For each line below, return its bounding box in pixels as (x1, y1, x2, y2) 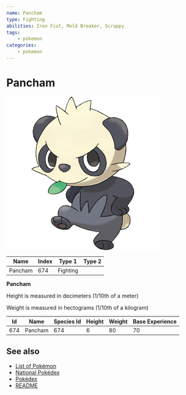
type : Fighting (6, 16, 45, 23)
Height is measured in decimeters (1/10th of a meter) (6, 292, 139, 300)
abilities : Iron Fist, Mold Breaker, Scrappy (6, 23, 124, 29)
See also (6, 346, 40, 356)
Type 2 (83, 258, 102, 265)
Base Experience (132, 318, 177, 325)
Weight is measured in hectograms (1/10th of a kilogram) (6, 304, 149, 312)
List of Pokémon (15, 362, 57, 370)
